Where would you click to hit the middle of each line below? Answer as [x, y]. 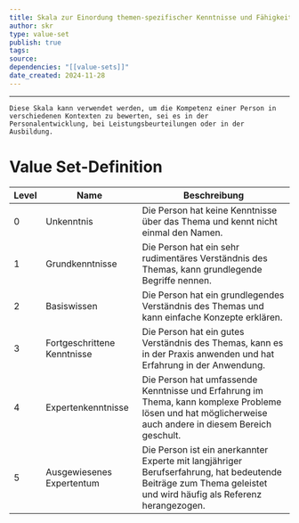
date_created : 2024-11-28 [57, 76]
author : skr [31, 26]
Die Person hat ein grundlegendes [213, 295]
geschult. [162, 435]
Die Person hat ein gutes [193, 331]
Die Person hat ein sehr [191, 247]
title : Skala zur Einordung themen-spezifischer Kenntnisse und [131, 17]
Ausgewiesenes [79, 471]
